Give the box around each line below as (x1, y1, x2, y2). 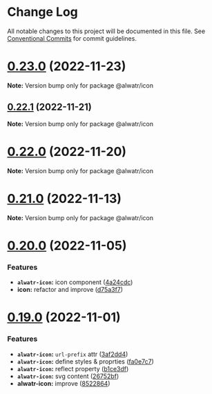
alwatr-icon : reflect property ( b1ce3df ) (17, 364, 129, 373)
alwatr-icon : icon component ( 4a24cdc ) (17, 278, 133, 286)
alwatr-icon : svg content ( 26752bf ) (17, 372, 119, 380)
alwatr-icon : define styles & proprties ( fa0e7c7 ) (17, 357, 154, 366)
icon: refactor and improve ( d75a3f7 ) (17, 286, 123, 294)
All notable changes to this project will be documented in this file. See (7, 27, 206, 35)
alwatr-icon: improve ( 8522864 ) (17, 379, 110, 387)
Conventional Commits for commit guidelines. (7, 34, 137, 42)
